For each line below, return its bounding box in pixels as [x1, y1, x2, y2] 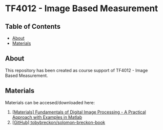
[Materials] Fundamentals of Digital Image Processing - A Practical [12, 109, 146, 115]
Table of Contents [5, 22, 61, 31]
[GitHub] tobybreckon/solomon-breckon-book [12, 119, 105, 125]
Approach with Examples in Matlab [12, 114, 82, 120]
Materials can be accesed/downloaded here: [5, 99, 95, 105]
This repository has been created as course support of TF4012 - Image [5, 67, 148, 73]
